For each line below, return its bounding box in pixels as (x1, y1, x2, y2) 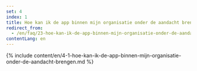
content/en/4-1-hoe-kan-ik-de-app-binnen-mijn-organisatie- (33, 52, 182, 59)
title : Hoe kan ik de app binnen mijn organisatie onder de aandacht (6, 19, 180, 25)
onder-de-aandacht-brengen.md (6, 58, 86, 65)
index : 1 (6, 14, 28, 20)
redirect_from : (6, 25, 43, 31)
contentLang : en (6, 36, 46, 42)
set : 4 (6, 8, 22, 15)
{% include (6, 52, 33, 59)
